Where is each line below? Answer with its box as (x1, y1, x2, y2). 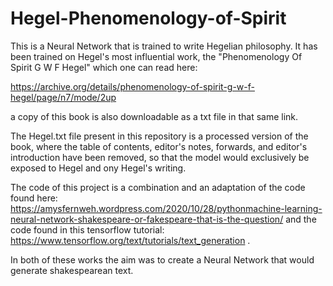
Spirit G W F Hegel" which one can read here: (10, 61, 198, 73)
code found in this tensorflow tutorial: (10, 223, 165, 236)
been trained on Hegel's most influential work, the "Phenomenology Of (10, 50, 303, 62)
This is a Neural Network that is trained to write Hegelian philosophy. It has (10, 40, 318, 52)
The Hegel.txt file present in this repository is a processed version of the (10, 130, 309, 142)
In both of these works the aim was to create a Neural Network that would (10, 253, 315, 266)
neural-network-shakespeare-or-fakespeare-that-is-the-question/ (10, 213, 284, 225)
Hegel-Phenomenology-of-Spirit (10, 7, 287, 30)
